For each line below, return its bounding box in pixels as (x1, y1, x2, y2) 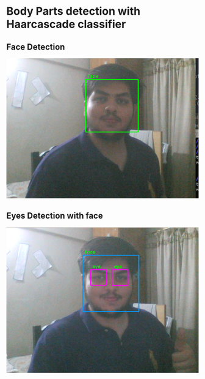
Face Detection (6, 42, 65, 52)
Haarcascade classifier (6, 17, 126, 31)
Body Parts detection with (6, 4, 141, 18)
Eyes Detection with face (6, 210, 103, 221)
